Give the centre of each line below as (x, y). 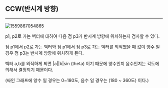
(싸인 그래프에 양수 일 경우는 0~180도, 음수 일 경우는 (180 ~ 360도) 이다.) (77, 80)
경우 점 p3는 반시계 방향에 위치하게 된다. (44, 53)
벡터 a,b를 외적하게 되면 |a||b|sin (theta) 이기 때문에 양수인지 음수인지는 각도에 (82, 63)
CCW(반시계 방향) (32, 9)
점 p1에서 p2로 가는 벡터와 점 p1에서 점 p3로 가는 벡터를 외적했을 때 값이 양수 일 (82, 47)
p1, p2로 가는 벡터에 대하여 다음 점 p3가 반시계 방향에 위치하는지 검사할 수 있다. (82, 36)
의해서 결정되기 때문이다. (29, 70)
